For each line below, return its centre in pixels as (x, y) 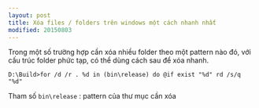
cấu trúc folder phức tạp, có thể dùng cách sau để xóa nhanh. (109, 60)
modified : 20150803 (40, 30)
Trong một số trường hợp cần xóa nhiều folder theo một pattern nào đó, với (130, 52)
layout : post (30, 15)
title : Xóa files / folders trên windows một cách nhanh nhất (112, 23)
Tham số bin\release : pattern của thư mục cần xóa (92, 96)
